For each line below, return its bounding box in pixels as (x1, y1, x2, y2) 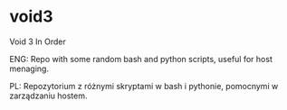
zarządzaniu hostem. (9, 90, 88, 101)
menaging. (9, 63, 50, 74)
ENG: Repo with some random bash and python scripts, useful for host (9, 53, 273, 64)
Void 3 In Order (9, 36, 66, 47)
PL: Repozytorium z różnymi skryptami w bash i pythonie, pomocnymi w (9, 80, 279, 91)
